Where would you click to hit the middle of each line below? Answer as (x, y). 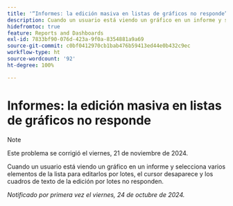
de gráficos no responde (79, 120)
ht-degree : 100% (31, 65)
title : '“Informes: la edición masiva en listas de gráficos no (102, 14)
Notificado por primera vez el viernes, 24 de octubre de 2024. (96, 194)
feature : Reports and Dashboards (55, 33)
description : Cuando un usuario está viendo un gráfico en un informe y (114, 20)
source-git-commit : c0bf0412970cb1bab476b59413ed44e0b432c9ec (99, 46)
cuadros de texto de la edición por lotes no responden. (86, 181)
